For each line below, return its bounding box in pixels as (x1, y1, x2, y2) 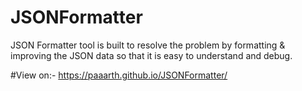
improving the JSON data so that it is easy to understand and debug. (10, 49, 293, 61)
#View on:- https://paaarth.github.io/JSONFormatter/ (10, 69, 228, 81)
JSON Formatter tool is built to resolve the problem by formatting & (10, 39, 286, 51)
